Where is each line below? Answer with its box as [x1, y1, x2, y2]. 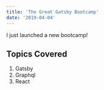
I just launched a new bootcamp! [6, 31, 88, 38]
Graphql [15, 71, 36, 79]
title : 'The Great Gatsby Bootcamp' [6, 9, 99, 15]
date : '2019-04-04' [6, 15, 56, 21]
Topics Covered [6, 49, 68, 59]
